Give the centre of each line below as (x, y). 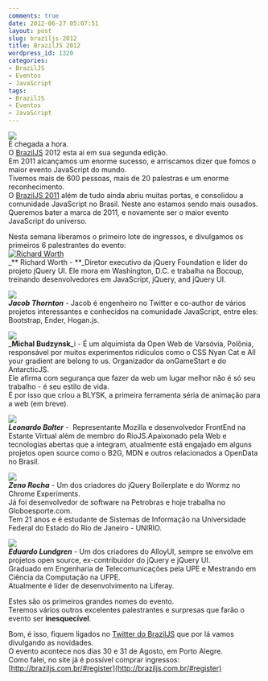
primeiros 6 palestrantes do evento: (67, 245)
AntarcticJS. (29, 369)
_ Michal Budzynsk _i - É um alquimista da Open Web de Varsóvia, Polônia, (131, 344)
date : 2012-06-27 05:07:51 (54, 23)
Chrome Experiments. (44, 493)
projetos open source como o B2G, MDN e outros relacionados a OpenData (133, 453)
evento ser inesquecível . (50, 618)
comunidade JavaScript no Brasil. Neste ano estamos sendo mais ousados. (133, 204)
